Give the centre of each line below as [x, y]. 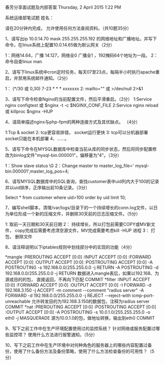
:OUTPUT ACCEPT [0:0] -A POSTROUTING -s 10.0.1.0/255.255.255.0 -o [78, 312]
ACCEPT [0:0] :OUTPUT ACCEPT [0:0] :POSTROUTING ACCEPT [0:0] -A [79, 262]
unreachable [18, 301]
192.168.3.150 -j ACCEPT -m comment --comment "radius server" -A [75, 290]
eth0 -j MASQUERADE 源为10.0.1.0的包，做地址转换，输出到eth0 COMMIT [80, 318]
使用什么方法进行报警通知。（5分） [63, 335]
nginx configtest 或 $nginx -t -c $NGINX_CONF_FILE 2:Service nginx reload [82, 105]
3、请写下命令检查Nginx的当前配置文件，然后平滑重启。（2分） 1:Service [79, 99]
